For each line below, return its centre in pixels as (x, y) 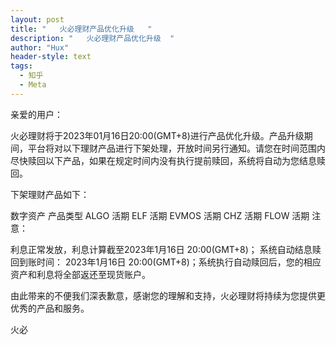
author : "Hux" (40, 47)
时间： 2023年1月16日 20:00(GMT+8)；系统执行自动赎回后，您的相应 (179, 262)
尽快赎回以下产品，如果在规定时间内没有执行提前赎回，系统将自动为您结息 (163, 160)
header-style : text (51, 57)
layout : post (37, 19)
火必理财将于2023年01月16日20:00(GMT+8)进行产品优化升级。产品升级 (157, 135)
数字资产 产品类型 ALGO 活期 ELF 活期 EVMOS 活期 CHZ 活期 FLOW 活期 (160, 215)
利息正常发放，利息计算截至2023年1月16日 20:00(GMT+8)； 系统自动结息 (161, 249)
